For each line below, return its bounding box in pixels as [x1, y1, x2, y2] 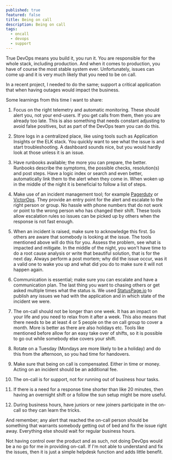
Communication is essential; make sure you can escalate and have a [13, 276, 158, 282]
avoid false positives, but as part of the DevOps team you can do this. [13, 123, 160, 129]
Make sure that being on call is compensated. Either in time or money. [13, 360, 161, 367]
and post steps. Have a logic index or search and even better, [13, 170, 143, 176]
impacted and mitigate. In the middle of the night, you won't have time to [13, 244, 166, 251]
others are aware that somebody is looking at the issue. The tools [13, 234, 152, 240]
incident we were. [13, 298, 51, 304]
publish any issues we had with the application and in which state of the [13, 293, 165, 299]
